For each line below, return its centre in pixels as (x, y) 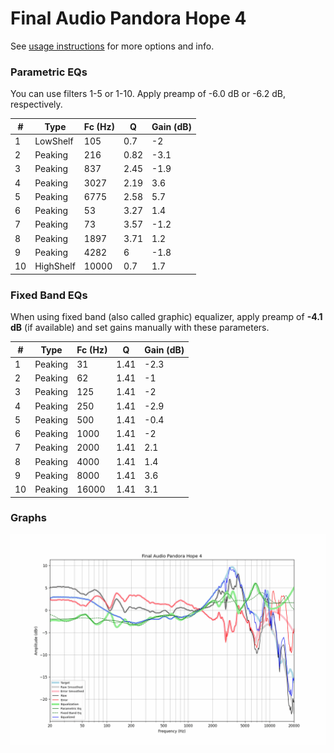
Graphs (28, 518)
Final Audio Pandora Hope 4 (128, 18)
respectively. (36, 104)
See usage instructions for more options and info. (112, 46)
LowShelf (54, 141)
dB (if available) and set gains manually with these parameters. (140, 328)
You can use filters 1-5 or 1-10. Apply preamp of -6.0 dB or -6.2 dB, (148, 94)
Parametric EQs (49, 72)
